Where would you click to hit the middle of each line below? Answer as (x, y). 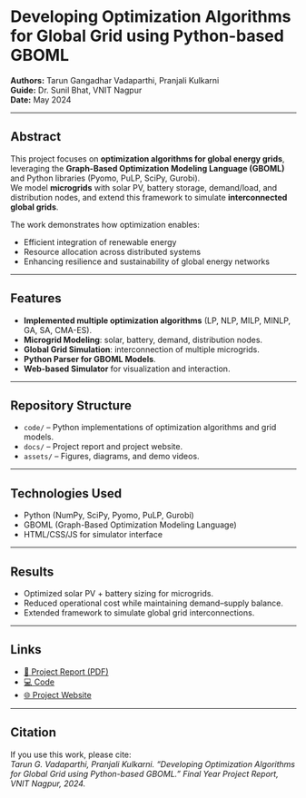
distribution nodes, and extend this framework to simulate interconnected (149, 197)
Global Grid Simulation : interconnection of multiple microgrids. (141, 349)
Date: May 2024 (41, 99)
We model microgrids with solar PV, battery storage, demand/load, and (144, 187)
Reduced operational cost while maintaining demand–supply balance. (153, 603)
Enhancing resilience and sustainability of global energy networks (147, 261)
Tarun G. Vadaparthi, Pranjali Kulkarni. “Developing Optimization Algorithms (153, 764)
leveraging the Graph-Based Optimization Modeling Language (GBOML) (148, 168)
